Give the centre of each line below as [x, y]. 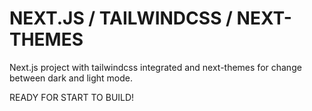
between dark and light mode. [71, 78]
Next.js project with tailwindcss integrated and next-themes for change [155, 67]
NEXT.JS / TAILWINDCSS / [121, 18]
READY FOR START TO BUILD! [72, 97]
